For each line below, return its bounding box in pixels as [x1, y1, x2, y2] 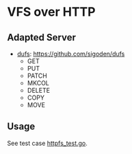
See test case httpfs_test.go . [7, 139, 88, 147]
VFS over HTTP [7, 4, 96, 20]
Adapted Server [7, 32, 77, 43]
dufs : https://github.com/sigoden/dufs [16, 49, 125, 58]
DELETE [27, 87, 50, 94]
